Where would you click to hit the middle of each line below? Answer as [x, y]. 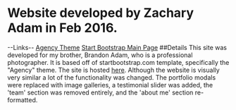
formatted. [23, 99]
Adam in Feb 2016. [62, 28]
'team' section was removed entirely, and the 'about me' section [100, 92]
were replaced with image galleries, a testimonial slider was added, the [110, 85]
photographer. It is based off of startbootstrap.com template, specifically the [118, 62]
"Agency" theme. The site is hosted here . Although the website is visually [113, 70]
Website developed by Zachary [101, 13]
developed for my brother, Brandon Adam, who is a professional [100, 55]
